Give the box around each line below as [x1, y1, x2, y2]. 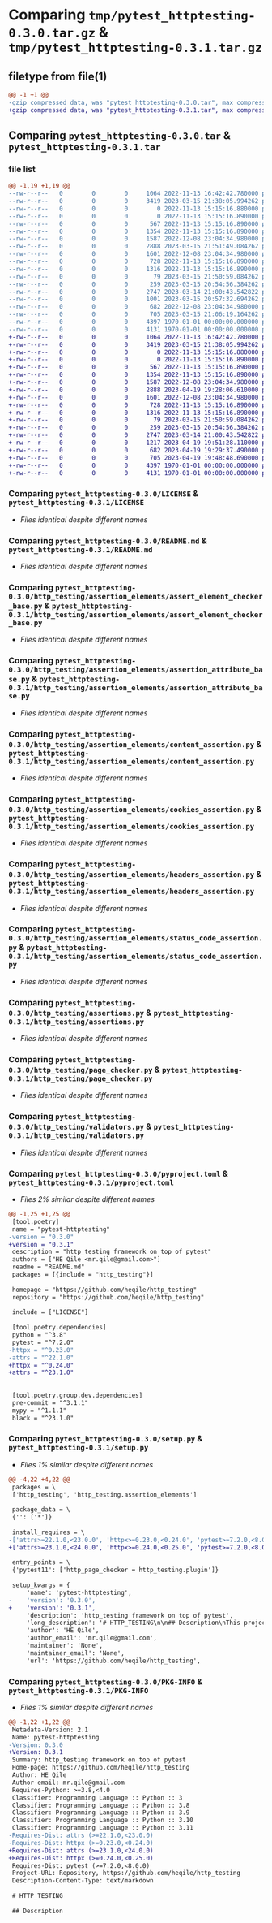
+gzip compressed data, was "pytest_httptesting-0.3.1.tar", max [8, 106, 233, 115]
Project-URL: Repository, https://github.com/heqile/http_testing [11, 1869, 241, 1878]
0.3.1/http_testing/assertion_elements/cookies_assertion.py [8, 822, 255, 831]
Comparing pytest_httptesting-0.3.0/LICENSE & [8, 488, 199, 499]
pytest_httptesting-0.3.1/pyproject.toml [8, 1178, 174, 1187]
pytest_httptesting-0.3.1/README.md [8, 545, 153, 554]
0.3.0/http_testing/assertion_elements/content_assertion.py [8, 740, 255, 749]
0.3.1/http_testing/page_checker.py [8, 1074, 153, 1083]
